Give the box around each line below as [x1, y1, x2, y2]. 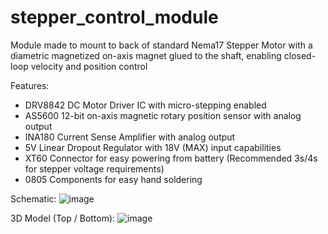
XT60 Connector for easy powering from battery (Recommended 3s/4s [24, 152, 318, 164]
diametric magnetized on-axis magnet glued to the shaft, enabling [10, 49, 282, 61]
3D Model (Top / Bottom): [10, 212, 116, 224]
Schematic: [10, 192, 57, 205]
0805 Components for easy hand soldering [24, 173, 203, 185]
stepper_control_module [10, 6, 219, 29]
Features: [10, 79, 50, 91]
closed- [283, 49, 317, 61]
